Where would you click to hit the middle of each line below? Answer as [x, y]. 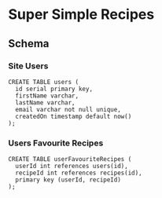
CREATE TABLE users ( [44, 82]
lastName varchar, [46, 103]
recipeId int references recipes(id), [79, 173]
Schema [29, 44]
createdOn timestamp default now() [74, 116]
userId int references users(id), [72, 167]
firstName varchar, [47, 96]
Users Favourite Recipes [56, 143]
